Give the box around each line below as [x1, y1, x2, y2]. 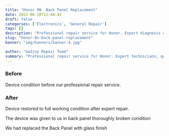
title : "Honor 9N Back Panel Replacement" [5, 7, 98, 13]
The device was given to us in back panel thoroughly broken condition [5, 115, 151, 121]
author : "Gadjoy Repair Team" [5, 49, 69, 54]
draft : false [5, 17, 33, 22]
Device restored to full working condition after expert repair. [5, 106, 129, 112]
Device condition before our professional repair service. [5, 81, 121, 88]
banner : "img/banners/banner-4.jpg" [5, 40, 82, 45]
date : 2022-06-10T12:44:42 [5, 12, 62, 17]
